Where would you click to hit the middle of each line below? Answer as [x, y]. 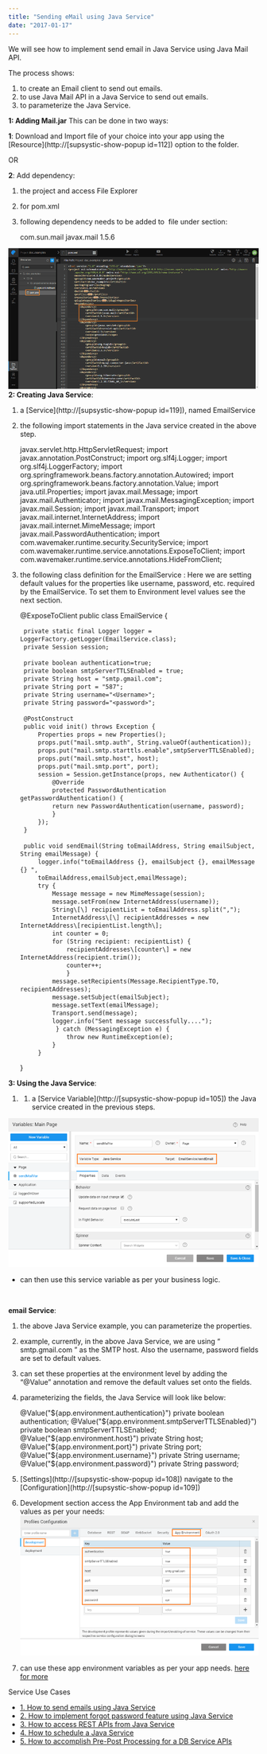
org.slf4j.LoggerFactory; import [71, 466]
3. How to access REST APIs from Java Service [97, 1725]
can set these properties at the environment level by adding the [124, 1374]
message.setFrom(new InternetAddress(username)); [136, 902]
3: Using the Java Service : [52, 1083]
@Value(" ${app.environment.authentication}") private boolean [122, 1413]
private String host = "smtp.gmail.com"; [93, 679]
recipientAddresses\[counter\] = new [129, 949]
